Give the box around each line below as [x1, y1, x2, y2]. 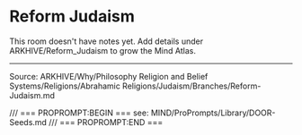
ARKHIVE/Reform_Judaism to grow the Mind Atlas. [9, 45, 196, 55]
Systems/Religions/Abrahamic [9, 80, 121, 91]
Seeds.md [9, 116, 48, 127]
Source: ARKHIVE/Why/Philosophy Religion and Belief [9, 71, 209, 81]
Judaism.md [9, 89, 56, 100]
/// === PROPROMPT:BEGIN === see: [9, 107, 149, 118]
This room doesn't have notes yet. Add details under [9, 36, 204, 46]
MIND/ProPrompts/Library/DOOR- [150, 107, 276, 118]
